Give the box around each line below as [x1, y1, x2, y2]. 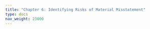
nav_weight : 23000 [5, 16, 44, 21]
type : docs [5, 12, 28, 17]
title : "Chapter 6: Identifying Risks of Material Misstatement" [5, 7, 145, 12]
